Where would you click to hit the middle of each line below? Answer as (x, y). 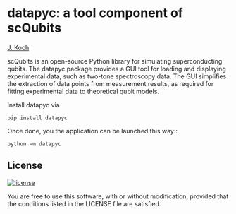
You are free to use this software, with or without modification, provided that (118, 196)
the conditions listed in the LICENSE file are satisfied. (84, 203)
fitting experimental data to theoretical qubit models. (83, 91)
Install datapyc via (33, 105)
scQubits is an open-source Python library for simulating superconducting (115, 61)
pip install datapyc (38, 118)
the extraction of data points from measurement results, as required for (111, 83)
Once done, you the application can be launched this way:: (93, 131)
